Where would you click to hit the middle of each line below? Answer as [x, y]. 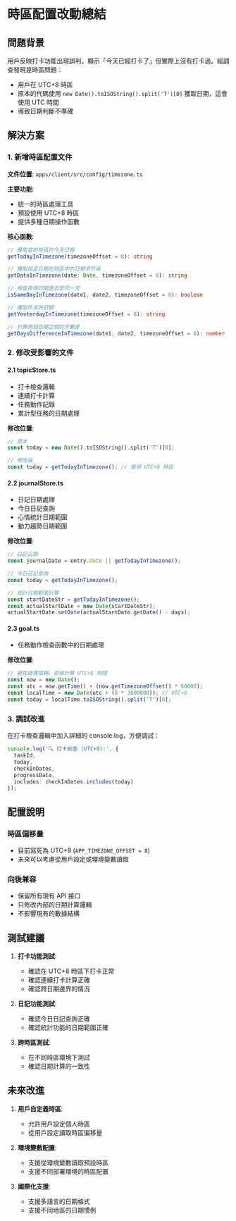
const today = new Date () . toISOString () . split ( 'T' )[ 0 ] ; [91, 448]
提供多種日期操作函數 [48, 221]
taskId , [25, 756]
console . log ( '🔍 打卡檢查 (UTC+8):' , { [63, 749]
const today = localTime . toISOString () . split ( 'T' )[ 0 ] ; [89, 699]
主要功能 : [21, 189]
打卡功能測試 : [37, 956]
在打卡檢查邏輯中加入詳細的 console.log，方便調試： [84, 736]
